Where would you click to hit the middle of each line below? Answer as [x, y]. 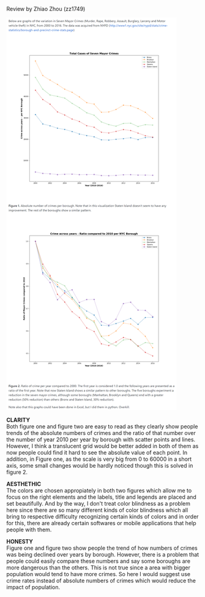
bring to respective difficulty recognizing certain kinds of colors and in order [102, 517]
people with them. [29, 530]
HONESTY [20, 541]
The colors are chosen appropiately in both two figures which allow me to [99, 491]
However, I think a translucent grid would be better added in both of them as [102, 446]
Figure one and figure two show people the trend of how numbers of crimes [102, 548]
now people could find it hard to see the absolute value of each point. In [97, 453]
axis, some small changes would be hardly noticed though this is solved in [100, 465]
